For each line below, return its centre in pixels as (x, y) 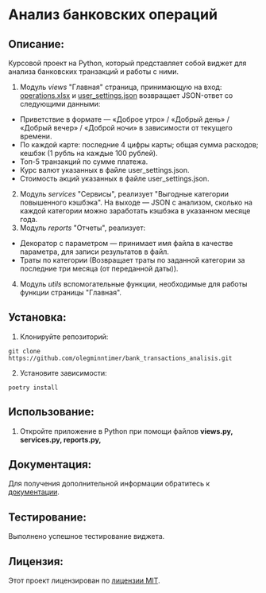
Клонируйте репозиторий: (64, 337)
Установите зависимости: (63, 373)
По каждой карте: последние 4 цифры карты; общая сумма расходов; (139, 144)
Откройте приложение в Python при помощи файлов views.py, (126, 431)
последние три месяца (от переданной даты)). (99, 269)
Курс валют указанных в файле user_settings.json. (104, 170)
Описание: (37, 44)
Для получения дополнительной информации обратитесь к (109, 484)
